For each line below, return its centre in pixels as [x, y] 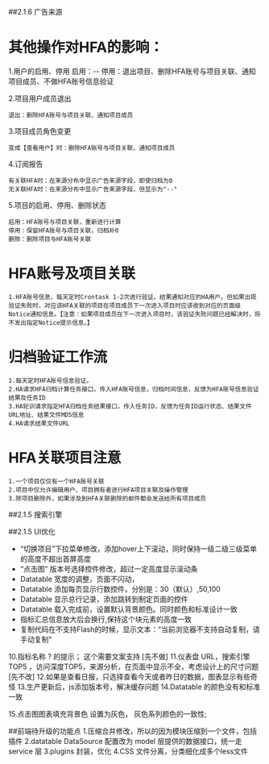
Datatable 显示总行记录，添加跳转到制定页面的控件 [104, 599]
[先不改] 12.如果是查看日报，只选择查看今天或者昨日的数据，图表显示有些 [130, 676]
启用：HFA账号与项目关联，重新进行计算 [65, 222]
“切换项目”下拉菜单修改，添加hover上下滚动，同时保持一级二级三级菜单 [139, 548]
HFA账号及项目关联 [72, 274]
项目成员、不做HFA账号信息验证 [61, 81]
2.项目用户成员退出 [40, 98]
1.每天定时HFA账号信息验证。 [50, 380]
